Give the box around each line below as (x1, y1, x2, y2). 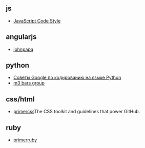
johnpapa (13, 46, 34, 52)
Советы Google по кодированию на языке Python (13, 74, 121, 81)
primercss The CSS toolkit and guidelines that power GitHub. (13, 109, 140, 115)
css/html (6, 95, 35, 103)
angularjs (6, 33, 37, 41)
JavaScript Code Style (13, 17, 61, 24)
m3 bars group (13, 80, 45, 86)
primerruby (13, 137, 37, 143)
